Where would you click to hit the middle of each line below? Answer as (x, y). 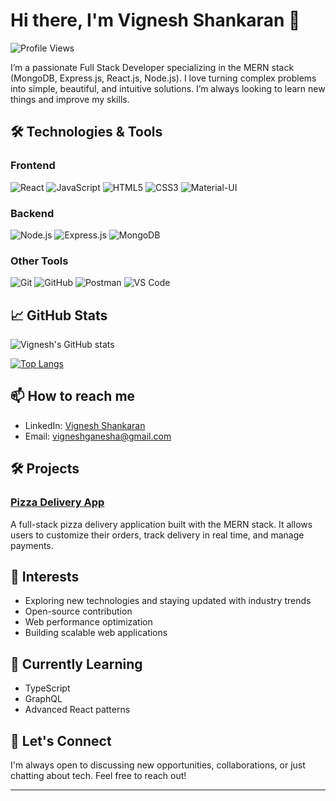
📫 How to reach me (73, 396)
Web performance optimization (88, 622)
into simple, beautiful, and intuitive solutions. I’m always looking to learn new (168, 88)
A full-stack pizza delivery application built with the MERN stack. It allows (161, 524)
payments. (32, 545)
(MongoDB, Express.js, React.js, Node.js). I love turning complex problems (163, 78)
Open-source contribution (78, 611)
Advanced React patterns (77, 710)
